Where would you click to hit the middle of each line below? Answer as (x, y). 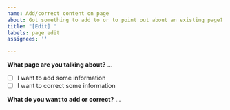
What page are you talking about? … (60, 65)
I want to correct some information (66, 86)
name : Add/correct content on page (58, 13)
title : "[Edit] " (32, 26)
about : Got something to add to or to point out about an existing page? (115, 20)
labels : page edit (33, 33)
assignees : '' (28, 39)
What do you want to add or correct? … (64, 100)
